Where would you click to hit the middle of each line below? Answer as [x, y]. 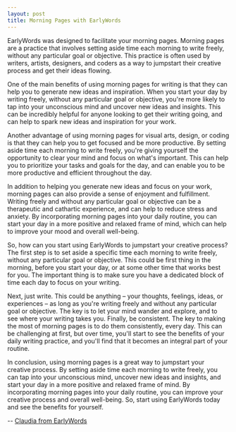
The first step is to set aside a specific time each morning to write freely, [112, 252]
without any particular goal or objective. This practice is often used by [109, 55]
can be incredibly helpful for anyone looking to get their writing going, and [115, 114]
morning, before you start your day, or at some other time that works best [114, 267]
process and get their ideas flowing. [60, 70]
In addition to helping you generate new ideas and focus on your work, [110, 186]
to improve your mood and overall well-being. [73, 231]
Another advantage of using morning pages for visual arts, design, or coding [118, 135]
